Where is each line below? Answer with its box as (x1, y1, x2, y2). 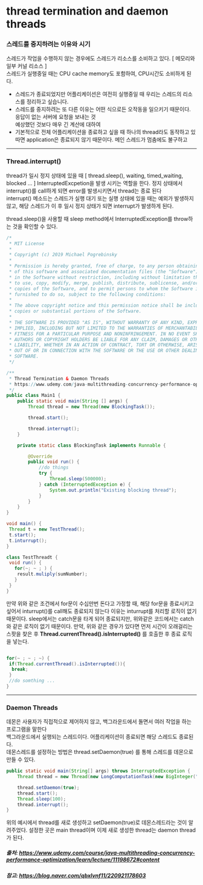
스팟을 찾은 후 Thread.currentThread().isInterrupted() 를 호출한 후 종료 (6, 630, 181, 637)
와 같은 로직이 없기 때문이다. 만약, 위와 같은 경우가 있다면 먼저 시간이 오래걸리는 (6, 622, 193, 629)
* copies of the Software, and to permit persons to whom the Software (8, 285, 193, 292)
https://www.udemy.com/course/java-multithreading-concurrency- (19, 849, 195, 856)
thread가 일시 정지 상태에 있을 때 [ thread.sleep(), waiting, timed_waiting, (6, 172, 183, 179)
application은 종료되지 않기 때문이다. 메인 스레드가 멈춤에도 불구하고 (26, 136, 188, 143)
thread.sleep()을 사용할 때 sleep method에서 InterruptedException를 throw (6, 215, 188, 222)
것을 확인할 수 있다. (12, 223, 58, 230)
